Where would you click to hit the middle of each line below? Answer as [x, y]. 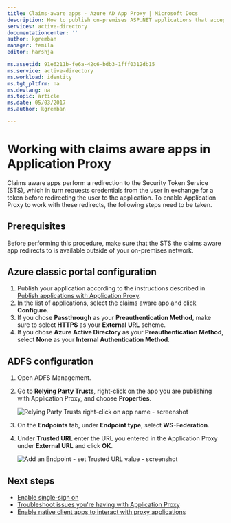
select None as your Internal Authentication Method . [93, 340]
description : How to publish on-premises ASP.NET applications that [107, 20]
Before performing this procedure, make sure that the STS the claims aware [114, 243]
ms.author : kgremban [37, 109]
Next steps [31, 481]
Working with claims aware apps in [109, 149]
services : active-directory [47, 26]
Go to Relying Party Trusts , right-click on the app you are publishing [114, 391]
